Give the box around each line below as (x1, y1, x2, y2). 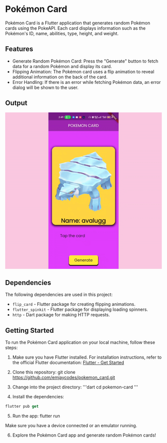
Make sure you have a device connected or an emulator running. (5, 423, 138, 429)
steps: (5, 345, 18, 351)
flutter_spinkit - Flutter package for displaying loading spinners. (12, 306, 148, 312)
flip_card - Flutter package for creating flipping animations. (12, 301, 136, 307)
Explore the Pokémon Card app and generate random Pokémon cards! (12, 432, 157, 438)
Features (5, 45, 33, 53)
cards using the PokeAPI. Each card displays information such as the (5, 25, 146, 31)
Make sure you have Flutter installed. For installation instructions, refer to (12, 354, 162, 361)
